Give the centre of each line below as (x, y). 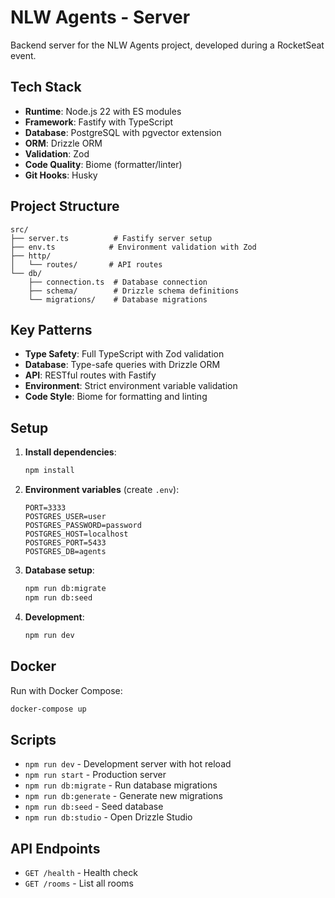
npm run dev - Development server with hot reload (128, 764)
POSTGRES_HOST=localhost (76, 534)
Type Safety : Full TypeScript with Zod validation (124, 354)
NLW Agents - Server (100, 17)
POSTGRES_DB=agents (65, 552)
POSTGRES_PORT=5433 (65, 543)
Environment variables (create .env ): (102, 490)
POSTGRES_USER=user (65, 517)
